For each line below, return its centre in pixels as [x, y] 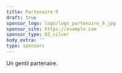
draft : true [21, 18]
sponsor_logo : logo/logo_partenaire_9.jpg [61, 23]
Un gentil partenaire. [32, 63]
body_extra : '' [26, 40]
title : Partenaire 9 [33, 12]
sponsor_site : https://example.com [52, 29]
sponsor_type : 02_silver [38, 35]
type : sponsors [26, 46]
